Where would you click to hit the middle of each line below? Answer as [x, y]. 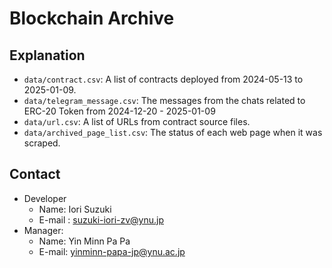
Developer [45, 198]
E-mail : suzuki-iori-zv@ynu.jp [101, 219]
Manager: [43, 230]
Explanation [47, 55]
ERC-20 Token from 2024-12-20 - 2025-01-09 [119, 111]
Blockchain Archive [92, 18]
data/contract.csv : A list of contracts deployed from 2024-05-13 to [163, 79]
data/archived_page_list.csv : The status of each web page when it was [173, 132]
